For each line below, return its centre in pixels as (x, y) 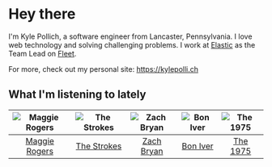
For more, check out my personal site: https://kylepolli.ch (104, 69)
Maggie (40, 140)
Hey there (42, 14)
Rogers (40, 151)
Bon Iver (198, 146)
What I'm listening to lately (77, 95)
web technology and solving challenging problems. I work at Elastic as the (132, 44)
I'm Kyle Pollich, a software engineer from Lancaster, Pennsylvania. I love (130, 36)
